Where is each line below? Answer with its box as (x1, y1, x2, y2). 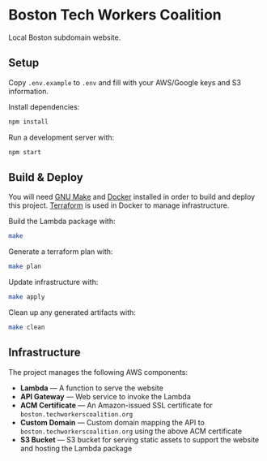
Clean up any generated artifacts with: (8, 307, 136, 317)
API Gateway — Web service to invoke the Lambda (19, 391, 192, 401)
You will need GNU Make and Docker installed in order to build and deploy (8, 192, 256, 202)
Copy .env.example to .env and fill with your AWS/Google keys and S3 (8, 77, 241, 87)
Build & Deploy (8, 170, 83, 184)
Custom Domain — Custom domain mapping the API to (19, 417, 205, 427)
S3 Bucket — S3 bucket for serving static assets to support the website (19, 434, 260, 444)
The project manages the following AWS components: (8, 367, 189, 377)
